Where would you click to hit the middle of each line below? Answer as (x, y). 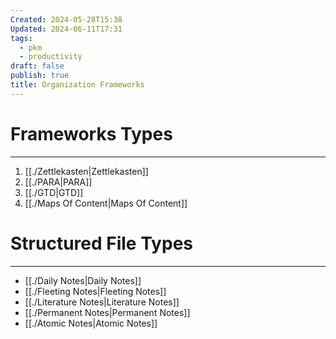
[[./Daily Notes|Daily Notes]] (83, 280)
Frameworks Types (91, 133)
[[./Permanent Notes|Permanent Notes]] (107, 312)
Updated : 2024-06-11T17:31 (66, 29)
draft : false (37, 66)
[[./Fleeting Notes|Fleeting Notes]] (95, 291)
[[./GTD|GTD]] (54, 192)
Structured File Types (101, 243)
